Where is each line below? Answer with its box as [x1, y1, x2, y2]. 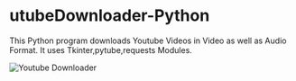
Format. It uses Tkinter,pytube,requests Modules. [9, 44, 192, 55]
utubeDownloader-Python [9, 5, 210, 26]
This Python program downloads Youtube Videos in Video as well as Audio [9, 35, 287, 46]
